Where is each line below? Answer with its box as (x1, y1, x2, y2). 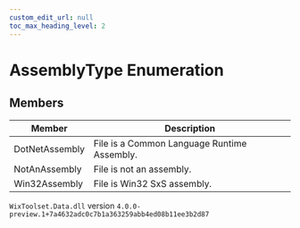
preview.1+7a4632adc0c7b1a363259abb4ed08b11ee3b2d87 (9, 209, 210, 219)
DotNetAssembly (13, 142, 86, 155)
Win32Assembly (13, 177, 83, 190)
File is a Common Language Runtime (93, 137, 247, 149)
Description (164, 122, 216, 134)
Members (9, 96, 64, 111)
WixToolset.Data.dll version (9, 200, 115, 211)
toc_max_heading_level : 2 (9, 21, 105, 30)
